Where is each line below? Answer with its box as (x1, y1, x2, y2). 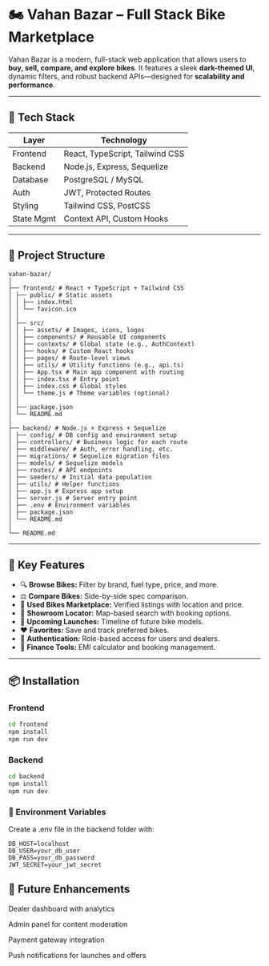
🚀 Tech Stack (8, 110, 75, 124)
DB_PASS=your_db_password (8, 853, 94, 862)
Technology (101, 134, 148, 146)
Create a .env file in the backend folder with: (8, 824, 155, 834)
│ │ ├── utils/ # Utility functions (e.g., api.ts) (8, 361, 184, 369)
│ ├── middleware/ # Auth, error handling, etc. (8, 445, 174, 453)
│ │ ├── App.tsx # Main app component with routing (8, 368, 184, 376)
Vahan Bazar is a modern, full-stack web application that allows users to (8, 54, 247, 64)
